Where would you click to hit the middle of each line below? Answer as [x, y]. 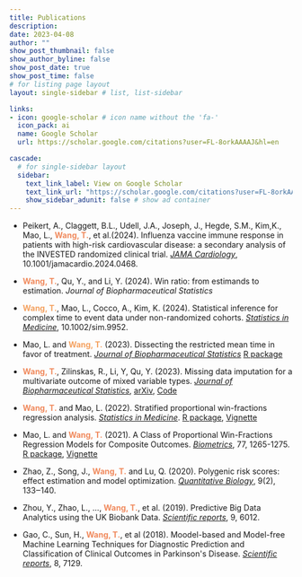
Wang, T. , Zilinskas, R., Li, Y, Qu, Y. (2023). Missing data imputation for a [157, 372]
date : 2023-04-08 [42, 34]
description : [34, 26]
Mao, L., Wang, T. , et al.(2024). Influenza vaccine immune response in [153, 235]
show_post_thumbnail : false [62, 51]
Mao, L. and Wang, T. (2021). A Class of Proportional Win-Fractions [147, 435]
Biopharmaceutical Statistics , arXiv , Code [100, 390]
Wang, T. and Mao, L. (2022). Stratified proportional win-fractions [145, 408]
